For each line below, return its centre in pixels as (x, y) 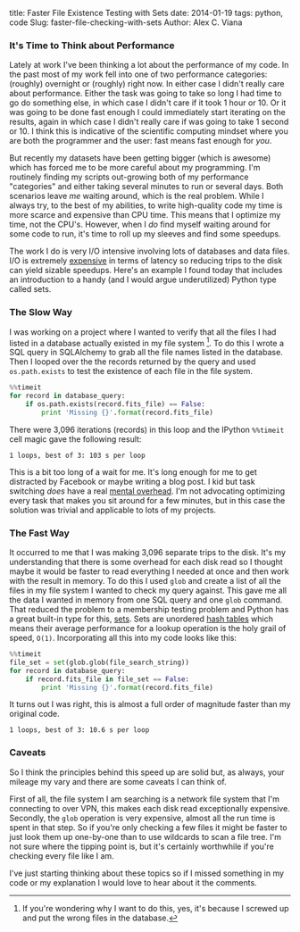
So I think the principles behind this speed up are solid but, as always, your (147, 772)
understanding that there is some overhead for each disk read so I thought (146, 562)
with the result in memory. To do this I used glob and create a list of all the (145, 581)
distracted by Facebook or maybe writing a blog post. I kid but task (133, 481)
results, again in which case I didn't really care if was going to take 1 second (149, 122)
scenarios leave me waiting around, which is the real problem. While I (137, 196)
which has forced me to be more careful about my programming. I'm (135, 168)
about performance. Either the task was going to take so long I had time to (146, 94)
